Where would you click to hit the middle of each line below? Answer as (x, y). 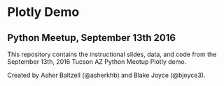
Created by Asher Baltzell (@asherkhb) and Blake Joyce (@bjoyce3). (106, 75)
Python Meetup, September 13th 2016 (92, 38)
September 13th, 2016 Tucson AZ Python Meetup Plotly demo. (97, 62)
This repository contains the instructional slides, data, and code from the (112, 54)
